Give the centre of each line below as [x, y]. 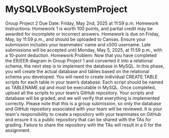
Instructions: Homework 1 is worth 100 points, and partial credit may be [79, 28]
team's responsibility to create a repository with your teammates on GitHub [83, 114]
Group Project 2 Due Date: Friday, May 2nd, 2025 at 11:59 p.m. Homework [82, 23]
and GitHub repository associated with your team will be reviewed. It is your [84, 109]
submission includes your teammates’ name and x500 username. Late [78, 44]
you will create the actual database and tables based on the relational [77, 71]
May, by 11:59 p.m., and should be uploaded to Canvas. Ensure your [76, 39]
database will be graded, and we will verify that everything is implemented [82, 98]
